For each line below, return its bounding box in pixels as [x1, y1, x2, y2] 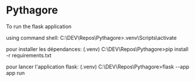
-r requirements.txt [6, 52, 51, 59]
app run [6, 69, 25, 76]
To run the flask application [6, 23, 72, 30]
